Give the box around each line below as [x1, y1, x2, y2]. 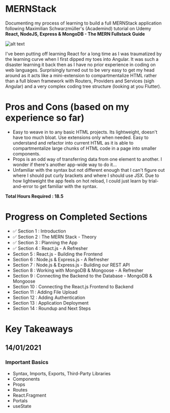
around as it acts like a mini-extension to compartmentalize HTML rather [5, 72, 157, 78]
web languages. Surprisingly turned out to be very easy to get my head [5, 67, 155, 73]
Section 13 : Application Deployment [12, 300, 89, 306]
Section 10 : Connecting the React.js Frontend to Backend [12, 283, 134, 289]
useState [12, 403, 32, 409]
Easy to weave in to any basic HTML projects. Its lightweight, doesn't [12, 129, 158, 135]
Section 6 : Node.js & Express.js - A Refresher [12, 256, 109, 262]
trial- [148, 177, 159, 184]
